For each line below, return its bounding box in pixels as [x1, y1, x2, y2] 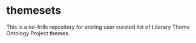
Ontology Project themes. [6, 29, 70, 36]
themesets [6, 4, 62, 17]
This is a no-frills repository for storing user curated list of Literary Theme [6, 23, 191, 30]
